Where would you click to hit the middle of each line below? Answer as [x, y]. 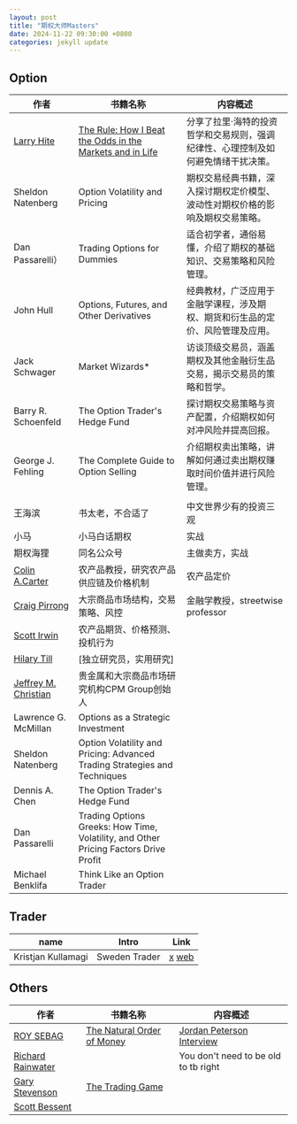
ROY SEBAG [38, 1035]
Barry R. [30, 411]
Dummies [98, 259]
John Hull [34, 311]
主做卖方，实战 [217, 553]
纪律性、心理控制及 [226, 149]
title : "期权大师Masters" [54, 26]
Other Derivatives [115, 316]
